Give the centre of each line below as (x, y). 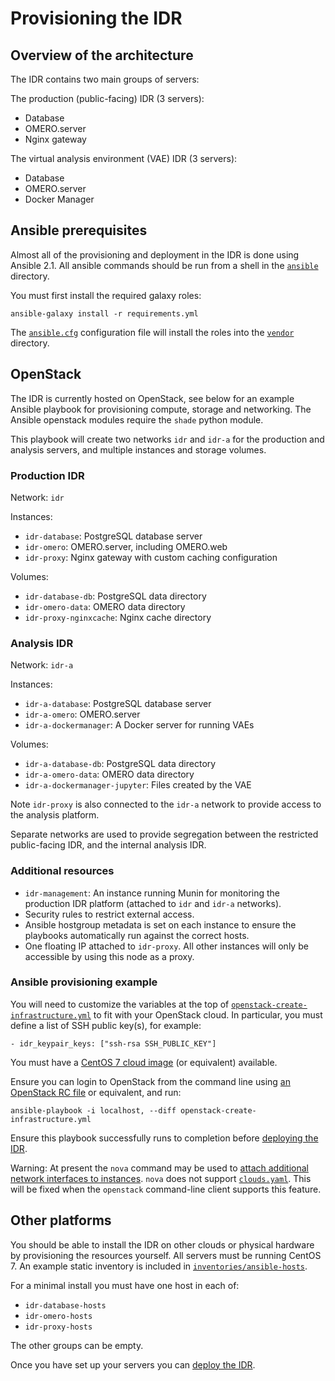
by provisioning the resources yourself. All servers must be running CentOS (166, 1255)
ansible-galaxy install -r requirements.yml (104, 313)
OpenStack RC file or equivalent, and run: (96, 1092)
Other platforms (61, 1220)
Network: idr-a (42, 665)
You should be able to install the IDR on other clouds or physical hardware (162, 1244)
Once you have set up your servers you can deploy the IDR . (133, 1364)
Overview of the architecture (102, 55)
